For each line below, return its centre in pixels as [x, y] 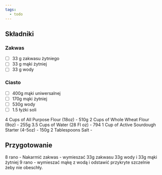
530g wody [24, 104]
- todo [16, 14]
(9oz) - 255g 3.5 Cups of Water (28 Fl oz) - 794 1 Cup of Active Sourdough [81, 125]
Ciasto [13, 83]
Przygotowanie [29, 145]
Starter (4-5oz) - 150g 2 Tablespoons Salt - [49, 130]
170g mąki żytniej [30, 99]
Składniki [20, 34]
